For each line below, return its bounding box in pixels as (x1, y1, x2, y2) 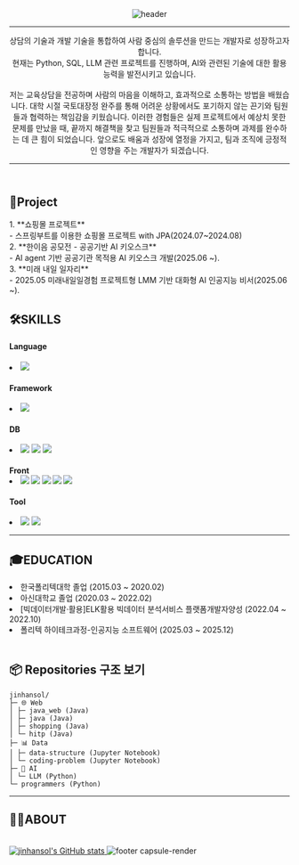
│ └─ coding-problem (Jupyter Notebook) (9, 756, 162, 765)
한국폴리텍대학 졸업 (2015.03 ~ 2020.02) (20, 582, 165, 592)
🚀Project (9, 195, 58, 209)
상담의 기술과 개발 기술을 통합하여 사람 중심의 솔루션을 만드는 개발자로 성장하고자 (9, 36, 290, 45)
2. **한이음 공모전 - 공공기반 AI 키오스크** (9, 241, 158, 252)
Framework (9, 382, 53, 393)
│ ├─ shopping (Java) (9, 722, 90, 730)
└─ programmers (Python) (9, 779, 101, 788)
